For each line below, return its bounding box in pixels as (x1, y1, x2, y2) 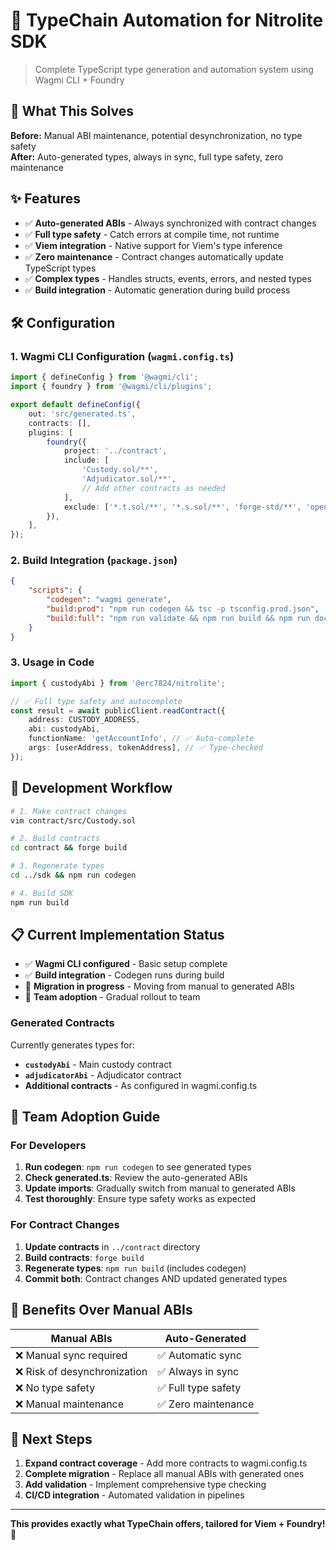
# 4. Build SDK (10, 888, 74, 898)
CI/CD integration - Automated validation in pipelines (24, 1489, 245, 1501)
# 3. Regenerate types (10, 861, 105, 871)
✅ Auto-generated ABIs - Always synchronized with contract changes (24, 217, 317, 229)
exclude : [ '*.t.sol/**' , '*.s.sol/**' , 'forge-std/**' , (63, 502, 302, 512)
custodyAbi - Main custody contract (24, 1058, 172, 1070)
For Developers (10, 1139, 87, 1153)
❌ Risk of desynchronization (15, 1364, 148, 1378)
